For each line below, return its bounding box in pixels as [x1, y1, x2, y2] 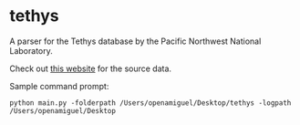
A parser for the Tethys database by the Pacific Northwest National [9, 36, 262, 47]
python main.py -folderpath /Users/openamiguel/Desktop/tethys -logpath [9, 98, 292, 108]
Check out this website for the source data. [9, 63, 171, 74]
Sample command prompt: [9, 80, 109, 91]
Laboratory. [9, 45, 53, 56]
